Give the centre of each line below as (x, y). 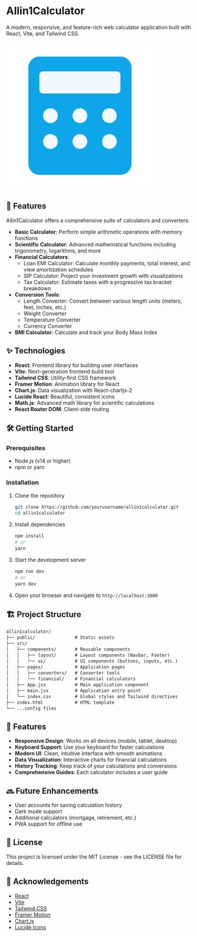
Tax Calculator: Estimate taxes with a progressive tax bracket (98, 282)
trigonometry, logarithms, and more (58, 251)
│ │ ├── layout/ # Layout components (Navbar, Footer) (88, 655)
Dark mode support (38, 811)
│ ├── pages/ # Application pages (66, 667)
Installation (23, 483)
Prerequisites (26, 448)
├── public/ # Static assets (60, 638)
